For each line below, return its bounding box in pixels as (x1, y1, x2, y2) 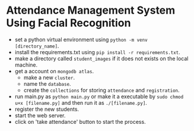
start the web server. (14, 111, 66, 119)
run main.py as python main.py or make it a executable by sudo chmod (14, 93, 184, 100)
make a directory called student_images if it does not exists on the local (14, 55, 189, 62)
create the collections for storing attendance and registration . (23, 86, 180, 93)
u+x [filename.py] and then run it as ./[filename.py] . (14, 99, 147, 106)
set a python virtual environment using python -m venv (14, 36, 148, 43)
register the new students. (14, 105, 79, 113)
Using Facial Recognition (6, 16, 131, 30)
